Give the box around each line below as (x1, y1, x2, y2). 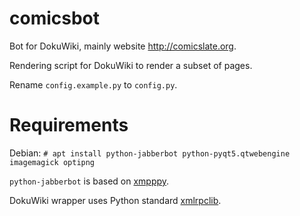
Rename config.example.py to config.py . (9, 78, 178, 91)
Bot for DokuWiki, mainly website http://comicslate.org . (9, 40, 237, 52)
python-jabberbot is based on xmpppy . (9, 175, 170, 187)
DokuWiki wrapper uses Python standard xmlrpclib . (9, 194, 222, 206)
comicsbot (9, 7, 101, 30)
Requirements (9, 114, 129, 137)
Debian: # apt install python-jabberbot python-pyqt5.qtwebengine (9, 147, 291, 159)
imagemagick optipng (9, 157, 96, 167)
